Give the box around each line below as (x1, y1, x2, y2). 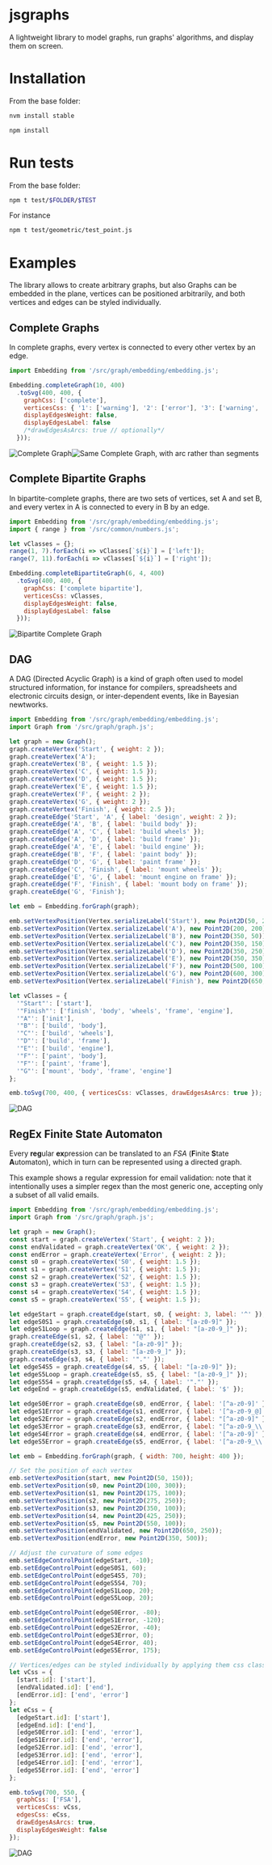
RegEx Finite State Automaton (9, 1127, 163, 1141)
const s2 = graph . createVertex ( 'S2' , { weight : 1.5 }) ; (9, 1273, 201, 1281)
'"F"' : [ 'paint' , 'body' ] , (16, 1051, 107, 1060)
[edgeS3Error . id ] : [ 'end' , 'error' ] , (16, 1751, 144, 1759)
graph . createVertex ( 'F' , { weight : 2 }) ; (9, 790, 151, 798)
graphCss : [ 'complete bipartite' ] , (23, 584, 144, 592)
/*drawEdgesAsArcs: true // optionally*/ (23, 426, 165, 434)
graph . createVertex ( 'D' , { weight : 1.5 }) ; (9, 775, 158, 784)
